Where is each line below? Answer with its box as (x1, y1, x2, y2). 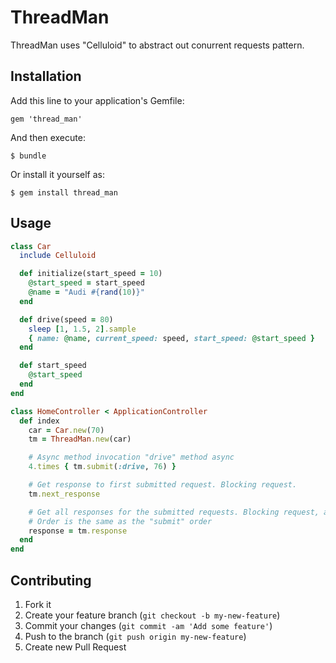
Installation (10, 68, 82, 85)
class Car (10, 241, 52, 251)
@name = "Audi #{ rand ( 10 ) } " (28, 287, 145, 298)
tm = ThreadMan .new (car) (28, 434, 132, 445)
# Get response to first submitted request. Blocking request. (28, 480, 298, 490)
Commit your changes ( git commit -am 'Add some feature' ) (24, 620, 273, 631)
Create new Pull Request (24, 641, 127, 653)
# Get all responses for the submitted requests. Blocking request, (28, 507, 320, 517)
